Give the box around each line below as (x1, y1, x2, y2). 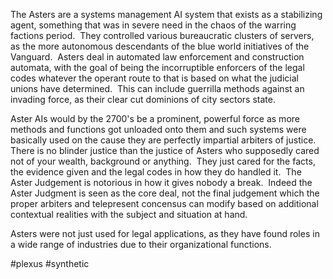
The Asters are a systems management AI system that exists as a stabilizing (10, 9, 323, 20)
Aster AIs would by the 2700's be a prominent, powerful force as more (10, 113, 300, 124)
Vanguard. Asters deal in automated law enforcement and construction (10, 51, 305, 63)
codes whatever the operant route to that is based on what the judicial (10, 72, 299, 84)
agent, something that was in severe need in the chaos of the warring (10, 19, 297, 31)
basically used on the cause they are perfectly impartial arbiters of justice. (10, 134, 317, 146)
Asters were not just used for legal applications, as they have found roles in (10, 228, 320, 239)
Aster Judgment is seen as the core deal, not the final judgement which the (10, 187, 320, 199)
